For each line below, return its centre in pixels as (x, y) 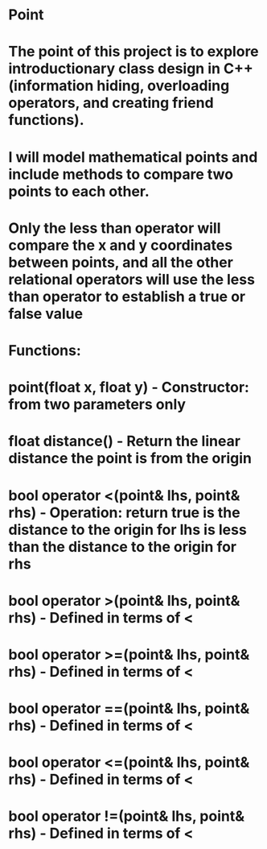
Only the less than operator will (115, 228)
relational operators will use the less (132, 279)
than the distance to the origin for (123, 547)
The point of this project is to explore (133, 52)
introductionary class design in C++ (131, 69)
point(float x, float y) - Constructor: (129, 387)
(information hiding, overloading (119, 86)
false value (45, 314)
